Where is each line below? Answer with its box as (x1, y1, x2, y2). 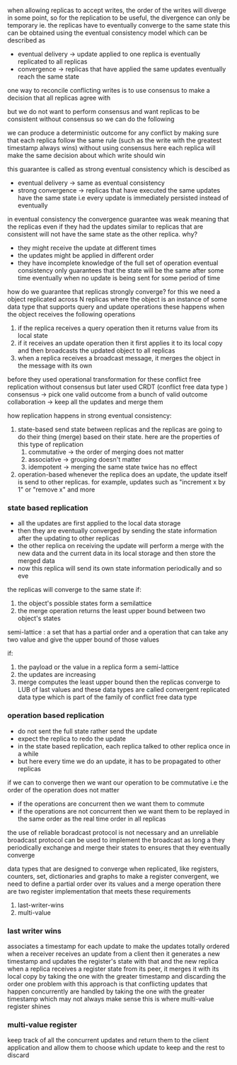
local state (17, 331, 48, 339)
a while (17, 749, 39, 758)
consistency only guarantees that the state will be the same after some (17, 266, 224, 275)
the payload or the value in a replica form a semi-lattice (17, 663, 179, 671)
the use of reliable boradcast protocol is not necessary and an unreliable (7, 828, 219, 836)
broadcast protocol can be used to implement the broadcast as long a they (7, 836, 225, 844)
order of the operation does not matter (7, 785, 120, 794)
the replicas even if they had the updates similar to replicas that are (7, 222, 204, 231)
